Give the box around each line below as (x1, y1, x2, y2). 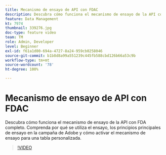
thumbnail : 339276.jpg (5, 26, 52, 31)
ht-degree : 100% (5, 67, 39, 72)
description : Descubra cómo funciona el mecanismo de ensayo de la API (5, 12, 156, 17)
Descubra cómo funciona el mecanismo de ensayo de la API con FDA (5, 119, 147, 125)
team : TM (5, 35, 23, 40)
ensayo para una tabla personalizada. (5, 135, 82, 141)
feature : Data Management (5, 16, 58, 21)
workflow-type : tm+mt (5, 58, 50, 63)
